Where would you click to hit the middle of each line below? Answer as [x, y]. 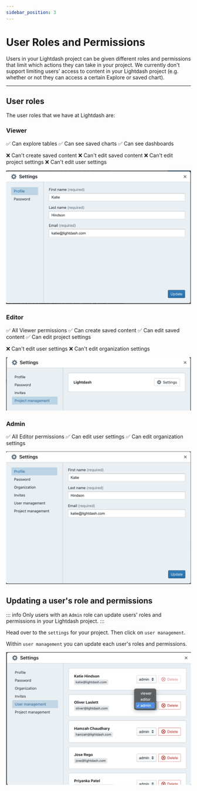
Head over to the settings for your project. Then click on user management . [96, 633]
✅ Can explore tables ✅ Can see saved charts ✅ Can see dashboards [90, 143]
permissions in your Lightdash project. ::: [55, 621]
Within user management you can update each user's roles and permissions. [97, 644]
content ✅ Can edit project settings [49, 337]
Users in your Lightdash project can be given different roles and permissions [98, 58]
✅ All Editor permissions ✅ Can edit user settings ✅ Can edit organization [95, 437]
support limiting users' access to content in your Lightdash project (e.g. [92, 71]
